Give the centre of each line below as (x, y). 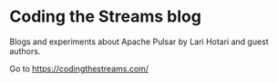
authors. (25, 51)
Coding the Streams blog (106, 17)
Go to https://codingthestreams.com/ (79, 69)
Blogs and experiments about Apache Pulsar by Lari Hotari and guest (139, 41)
